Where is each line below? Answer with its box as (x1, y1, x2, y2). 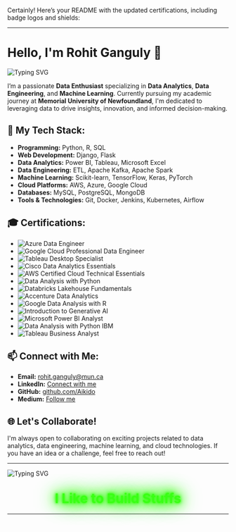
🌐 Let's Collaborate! (7, 415, 97, 427)
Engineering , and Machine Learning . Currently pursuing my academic (7, 89, 212, 97)
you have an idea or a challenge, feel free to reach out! (7, 449, 166, 457)
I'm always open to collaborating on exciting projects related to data (7, 434, 204, 443)
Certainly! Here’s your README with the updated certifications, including (7, 6, 218, 14)
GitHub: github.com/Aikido (17, 388, 96, 396)
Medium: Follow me (17, 395, 76, 404)
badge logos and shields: (7, 13, 81, 22)
